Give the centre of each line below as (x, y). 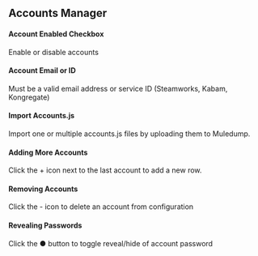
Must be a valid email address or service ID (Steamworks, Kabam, (118, 88)
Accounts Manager (58, 13)
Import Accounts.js (42, 116)
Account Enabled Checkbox (56, 34)
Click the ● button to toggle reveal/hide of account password (110, 243)
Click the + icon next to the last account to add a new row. (105, 170)
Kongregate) (29, 97)
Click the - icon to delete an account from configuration (101, 207)
